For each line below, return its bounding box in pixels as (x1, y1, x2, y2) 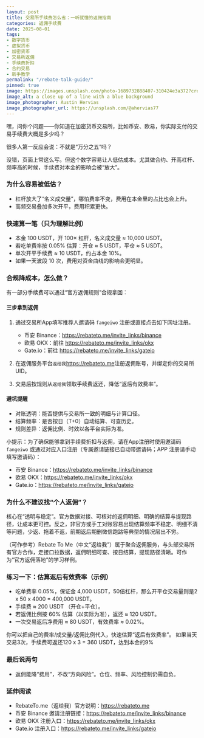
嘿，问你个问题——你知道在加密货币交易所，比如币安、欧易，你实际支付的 (6, 122, 192, 129)
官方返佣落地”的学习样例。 (14, 556, 81, 564)
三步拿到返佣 (6, 303, 38, 311)
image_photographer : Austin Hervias (6, 99, 99, 105)
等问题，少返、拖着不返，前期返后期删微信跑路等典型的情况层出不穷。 (6, 528, 182, 536)
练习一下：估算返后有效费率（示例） (6, 573, 112, 581)
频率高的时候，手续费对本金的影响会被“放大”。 (6, 164, 123, 171)
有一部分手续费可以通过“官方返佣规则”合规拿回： (6, 289, 129, 296)
